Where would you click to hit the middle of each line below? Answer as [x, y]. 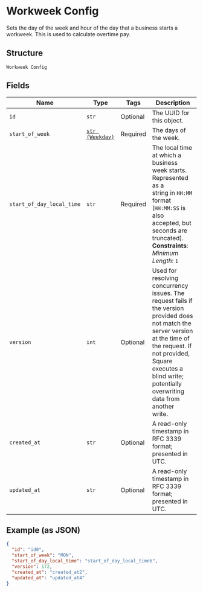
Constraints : [170, 246]
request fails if [172, 301]
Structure [25, 53]
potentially [167, 383]
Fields [18, 86]
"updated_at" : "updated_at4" [48, 578]
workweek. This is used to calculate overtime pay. [69, 34]
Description [173, 103]
